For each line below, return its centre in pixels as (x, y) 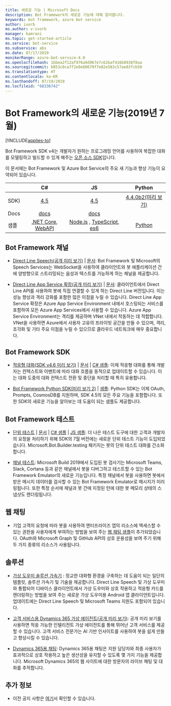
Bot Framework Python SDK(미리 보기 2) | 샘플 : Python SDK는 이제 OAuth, (89, 389)
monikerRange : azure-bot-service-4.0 (45, 58)
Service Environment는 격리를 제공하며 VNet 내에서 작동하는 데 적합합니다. (88, 316)
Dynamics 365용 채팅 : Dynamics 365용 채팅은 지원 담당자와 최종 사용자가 (87, 648)
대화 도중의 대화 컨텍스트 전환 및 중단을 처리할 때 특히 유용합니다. (82, 378)
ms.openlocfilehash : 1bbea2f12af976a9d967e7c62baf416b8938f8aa (74, 62)
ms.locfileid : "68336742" (33, 86)
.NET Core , (44, 222)
